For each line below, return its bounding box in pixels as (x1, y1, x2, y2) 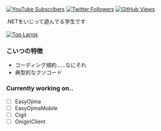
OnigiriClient (14, 118, 46, 125)
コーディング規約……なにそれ (14, 61, 86, 68)
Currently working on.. (6, 84, 73, 92)
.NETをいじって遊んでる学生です (6, 18, 86, 25)
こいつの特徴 (6, 46, 44, 55)
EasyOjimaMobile (14, 104, 58, 111)
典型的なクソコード (14, 69, 63, 76)
